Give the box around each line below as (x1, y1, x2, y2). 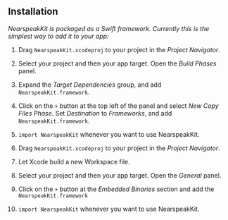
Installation (8, 6, 58, 18)
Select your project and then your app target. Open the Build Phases (18, 59, 217, 68)
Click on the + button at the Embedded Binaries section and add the (18, 185, 215, 193)
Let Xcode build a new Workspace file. (18, 157, 130, 166)
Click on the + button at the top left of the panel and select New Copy (18, 102, 219, 110)
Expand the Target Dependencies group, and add (18, 80, 162, 89)
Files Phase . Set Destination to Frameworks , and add (18, 109, 172, 117)
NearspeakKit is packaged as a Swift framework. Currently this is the (8, 24, 210, 32)
